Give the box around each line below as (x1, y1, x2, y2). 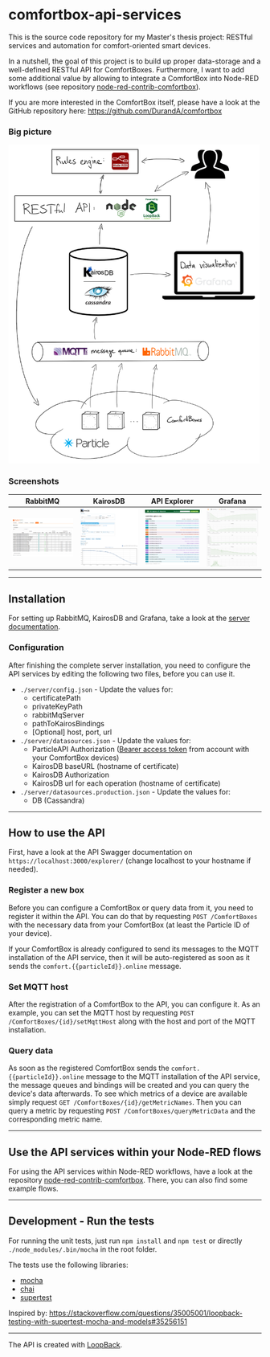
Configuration (8, 642, 64, 653)
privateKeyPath (31, 701, 83, 711)
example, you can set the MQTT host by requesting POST (8, 1008, 194, 1017)
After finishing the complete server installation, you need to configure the (8, 660, 251, 670)
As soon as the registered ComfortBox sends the (8, 1063, 170, 1073)
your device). (8, 928, 52, 938)
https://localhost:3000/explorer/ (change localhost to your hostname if (8, 856, 252, 865)
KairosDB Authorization (31, 770, 110, 779)
